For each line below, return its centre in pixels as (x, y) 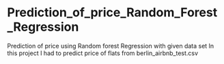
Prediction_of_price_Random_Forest (112, 13)
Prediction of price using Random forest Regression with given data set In (111, 46)
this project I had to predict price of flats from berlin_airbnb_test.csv (103, 53)
